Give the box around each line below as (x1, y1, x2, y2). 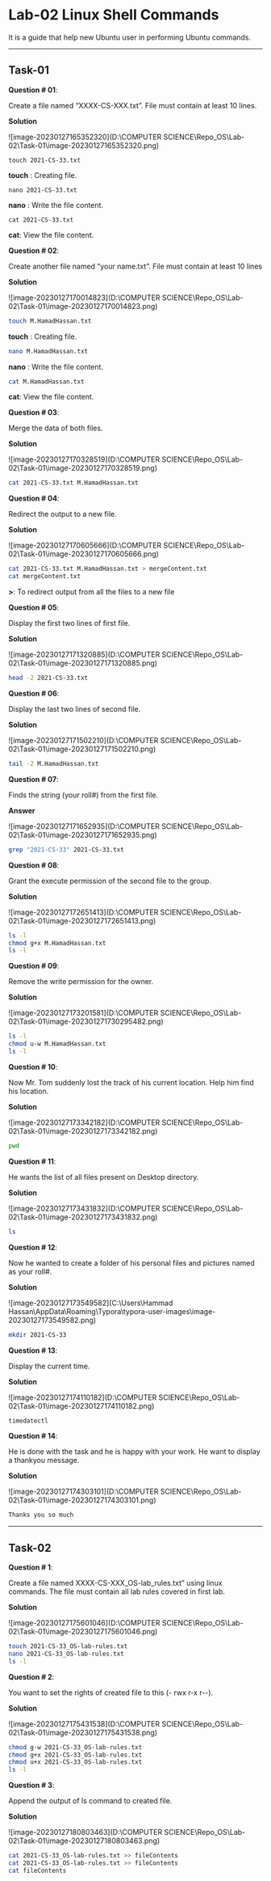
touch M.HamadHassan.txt (8, 317, 92, 325)
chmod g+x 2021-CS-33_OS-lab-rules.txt (8, 1751, 143, 1759)
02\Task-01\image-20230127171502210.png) (8, 744, 156, 754)
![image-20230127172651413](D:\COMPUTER (8, 907, 159, 917)
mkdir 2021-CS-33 (8, 1330, 67, 1339)
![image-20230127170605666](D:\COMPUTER (8, 540, 162, 551)
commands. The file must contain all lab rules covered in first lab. (8, 1587, 226, 1596)
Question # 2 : (8, 1672, 55, 1681)
